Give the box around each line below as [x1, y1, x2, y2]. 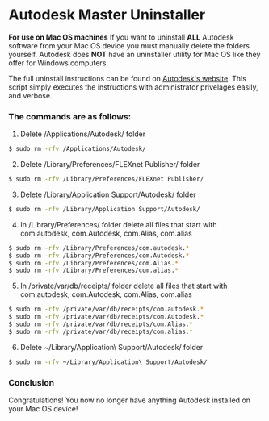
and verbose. [8, 90, 53, 100]
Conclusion [8, 377, 55, 388]
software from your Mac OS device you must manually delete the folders [8, 40, 250, 50]
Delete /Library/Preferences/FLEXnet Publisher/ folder [19, 160, 200, 169]
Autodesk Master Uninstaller [8, 6, 206, 24]
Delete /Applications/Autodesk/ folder [19, 129, 146, 139]
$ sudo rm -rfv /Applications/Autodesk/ [8, 145, 147, 153]
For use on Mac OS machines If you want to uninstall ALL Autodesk [8, 32, 234, 42]
